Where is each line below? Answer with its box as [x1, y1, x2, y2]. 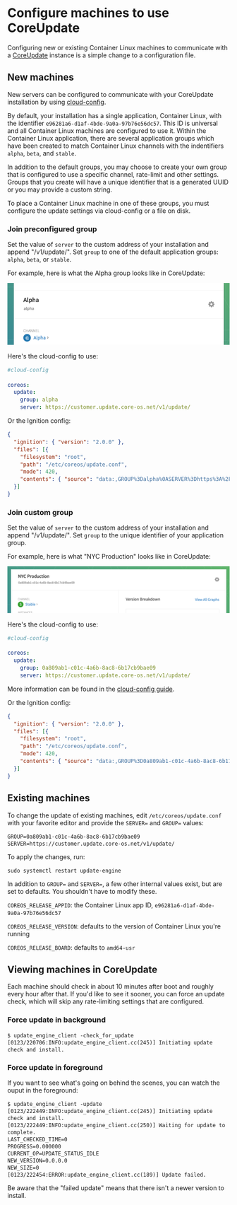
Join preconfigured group [7, 224, 97, 234]
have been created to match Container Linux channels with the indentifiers [7, 141, 224, 150]
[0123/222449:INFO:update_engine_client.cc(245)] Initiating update [7, 1107, 213, 1114]
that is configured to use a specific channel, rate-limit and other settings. [7, 170, 219, 178]
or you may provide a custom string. [7, 185, 113, 194]
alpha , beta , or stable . [7, 255, 72, 264]
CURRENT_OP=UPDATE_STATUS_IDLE [7, 1150, 99, 1157]
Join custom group [7, 507, 73, 517]
